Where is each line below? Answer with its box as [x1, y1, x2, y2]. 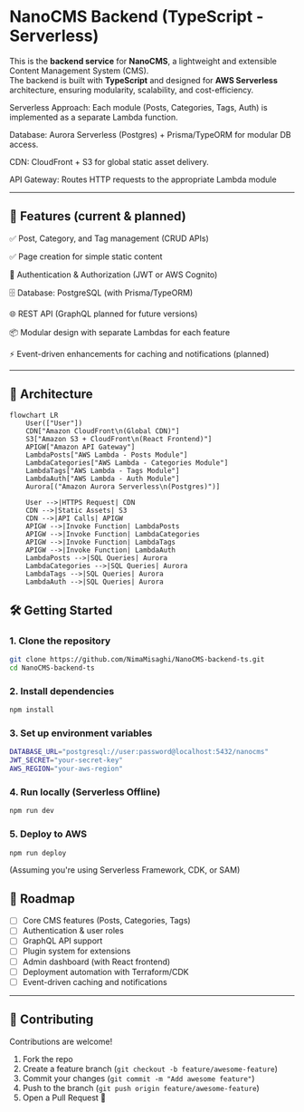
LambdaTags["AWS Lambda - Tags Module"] [25, 466, 180, 475]
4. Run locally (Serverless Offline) [9, 786, 161, 798]
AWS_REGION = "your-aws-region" [9, 764, 124, 774]
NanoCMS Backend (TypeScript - [9, 6, 264, 27]
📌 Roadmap [9, 891, 75, 906]
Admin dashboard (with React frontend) [22, 956, 171, 967]
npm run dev [9, 807, 54, 816]
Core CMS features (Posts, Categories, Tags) [22, 915, 192, 926]
